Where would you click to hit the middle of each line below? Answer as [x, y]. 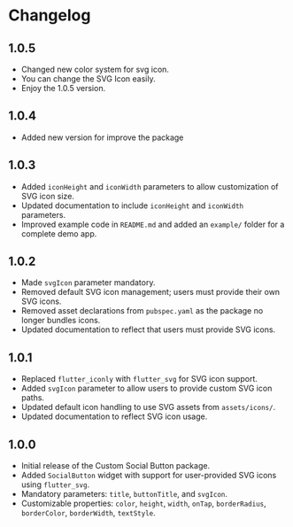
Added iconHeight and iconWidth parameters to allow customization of [150, 186]
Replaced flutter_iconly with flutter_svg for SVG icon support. [139, 379]
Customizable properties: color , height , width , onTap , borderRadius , [143, 504]
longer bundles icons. [61, 321]
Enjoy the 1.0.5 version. [63, 88]
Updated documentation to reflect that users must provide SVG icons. [148, 329]
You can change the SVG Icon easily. [88, 79]
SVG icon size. [47, 196]
